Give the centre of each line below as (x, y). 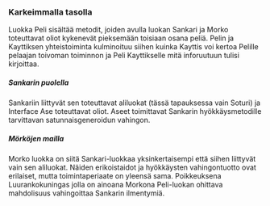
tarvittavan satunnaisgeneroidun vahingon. (79, 120)
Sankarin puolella (39, 82)
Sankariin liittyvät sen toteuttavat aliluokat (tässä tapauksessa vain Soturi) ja (134, 103)
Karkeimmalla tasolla (50, 12)
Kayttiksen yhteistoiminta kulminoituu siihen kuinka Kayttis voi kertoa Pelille (134, 47)
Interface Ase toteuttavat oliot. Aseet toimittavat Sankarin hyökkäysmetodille (135, 111)
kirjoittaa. (24, 64)
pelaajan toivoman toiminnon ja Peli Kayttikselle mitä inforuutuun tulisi (124, 56)
